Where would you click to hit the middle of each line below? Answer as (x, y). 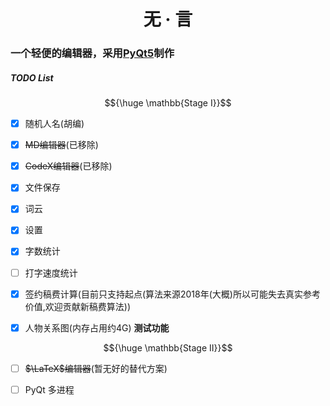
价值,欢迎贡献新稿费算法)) (78, 306)
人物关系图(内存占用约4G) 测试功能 (97, 327)
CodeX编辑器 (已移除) (68, 166)
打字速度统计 (51, 272)
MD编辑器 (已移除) (61, 145)
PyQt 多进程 (49, 389)
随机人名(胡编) (54, 124)
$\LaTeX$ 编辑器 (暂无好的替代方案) (96, 368)
